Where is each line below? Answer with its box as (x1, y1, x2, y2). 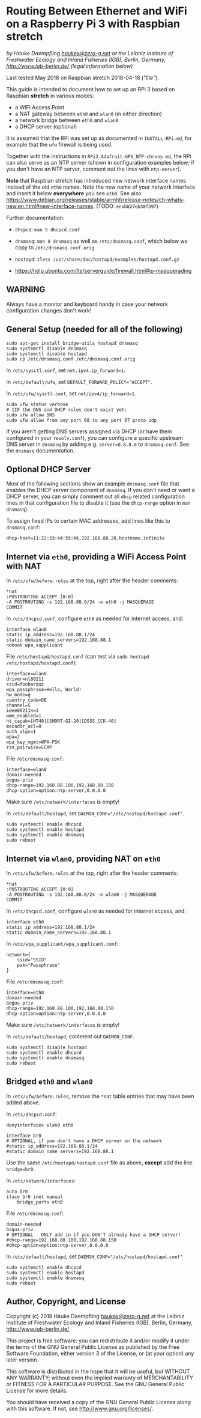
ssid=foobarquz (6, 681, 44, 687)
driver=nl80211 (6, 676, 44, 683)
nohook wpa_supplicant (6, 642, 63, 648)
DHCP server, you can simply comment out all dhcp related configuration (6, 493, 185, 500)
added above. (6, 1098, 41, 1106)
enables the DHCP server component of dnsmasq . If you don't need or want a (6, 487, 195, 494)
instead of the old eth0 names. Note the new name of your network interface (6, 183, 196, 190)
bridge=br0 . (6, 1165, 35, 1172)
